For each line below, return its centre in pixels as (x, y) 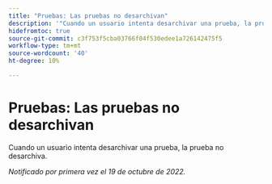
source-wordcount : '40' (49, 53)
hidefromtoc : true (39, 31)
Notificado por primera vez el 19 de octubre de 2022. (97, 171)
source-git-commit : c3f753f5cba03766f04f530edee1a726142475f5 (115, 38)
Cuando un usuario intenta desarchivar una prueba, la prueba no (116, 147)
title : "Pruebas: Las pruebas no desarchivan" (88, 16)
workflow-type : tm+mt (45, 46)
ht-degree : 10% (34, 61)
